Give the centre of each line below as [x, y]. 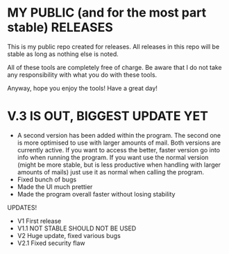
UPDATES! [22, 207]
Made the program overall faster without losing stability [96, 194]
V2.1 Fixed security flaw [51, 243]
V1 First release [39, 221]
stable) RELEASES [60, 27]
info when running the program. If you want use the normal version [113, 157]
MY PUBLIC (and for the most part [107, 13]
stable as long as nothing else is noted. [63, 54]
